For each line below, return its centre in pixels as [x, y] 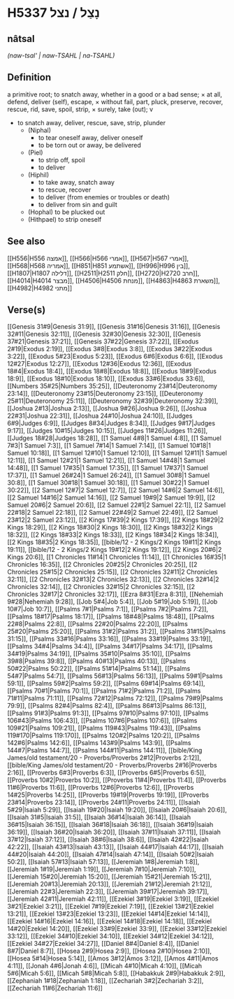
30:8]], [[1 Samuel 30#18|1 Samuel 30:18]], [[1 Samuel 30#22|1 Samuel [108, 483]
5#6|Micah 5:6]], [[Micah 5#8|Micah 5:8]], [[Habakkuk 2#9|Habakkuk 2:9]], [116, 973]
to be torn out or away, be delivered [90, 145]
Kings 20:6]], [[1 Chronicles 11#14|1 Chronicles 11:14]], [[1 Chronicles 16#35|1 [117, 557]
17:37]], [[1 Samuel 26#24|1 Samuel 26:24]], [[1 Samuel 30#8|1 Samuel [109, 475]
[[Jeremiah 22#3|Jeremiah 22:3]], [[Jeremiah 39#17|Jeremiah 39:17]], [108, 892]
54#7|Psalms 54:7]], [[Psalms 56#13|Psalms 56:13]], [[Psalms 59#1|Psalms [115, 676]
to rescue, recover [65, 190]
